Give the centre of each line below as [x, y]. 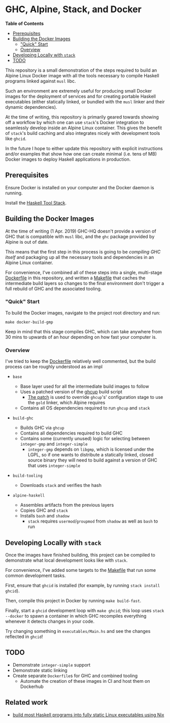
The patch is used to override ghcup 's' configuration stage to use [95, 397]
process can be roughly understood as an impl [54, 367]
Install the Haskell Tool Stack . [36, 203]
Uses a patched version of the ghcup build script [71, 392]
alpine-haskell [29, 496]
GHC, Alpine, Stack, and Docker [74, 9]
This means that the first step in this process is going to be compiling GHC [83, 252]
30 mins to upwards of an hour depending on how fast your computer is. [81, 337]
